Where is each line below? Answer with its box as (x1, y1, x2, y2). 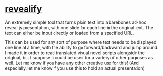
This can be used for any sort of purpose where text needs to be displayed (5, 39, 157, 45)
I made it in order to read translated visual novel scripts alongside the (5, 50, 145, 56)
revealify (5, 3, 42, 15)
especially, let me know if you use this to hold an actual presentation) (5, 65, 145, 71)
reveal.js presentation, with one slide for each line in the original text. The (5, 24, 154, 30)
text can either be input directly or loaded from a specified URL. (5, 30, 134, 36)
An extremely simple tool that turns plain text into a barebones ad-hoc (5, 19, 147, 25)
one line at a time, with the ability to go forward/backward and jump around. (5, 44, 159, 50)
